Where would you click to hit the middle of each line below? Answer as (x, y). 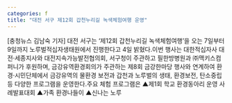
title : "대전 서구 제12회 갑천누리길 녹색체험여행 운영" (77, 20)
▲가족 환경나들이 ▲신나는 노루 (80, 92)
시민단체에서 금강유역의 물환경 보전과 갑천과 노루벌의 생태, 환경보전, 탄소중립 (118, 75)
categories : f (28, 13)
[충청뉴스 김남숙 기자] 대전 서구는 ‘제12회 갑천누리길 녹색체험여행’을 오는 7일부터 (116, 40)
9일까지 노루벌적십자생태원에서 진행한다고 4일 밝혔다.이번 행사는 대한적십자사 (112, 49)
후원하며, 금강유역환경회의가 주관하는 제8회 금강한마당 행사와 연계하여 (120, 66)
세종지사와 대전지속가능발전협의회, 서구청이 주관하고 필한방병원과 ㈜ (107, 58)
